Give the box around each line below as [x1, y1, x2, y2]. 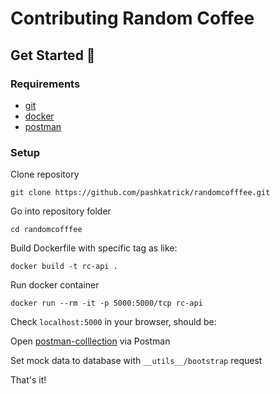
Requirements [10, 77, 81, 91]
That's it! [10, 374, 47, 386]
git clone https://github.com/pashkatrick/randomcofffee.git [10, 188, 271, 198]
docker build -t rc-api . [10, 262, 118, 272]
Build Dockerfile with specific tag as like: [10, 242, 178, 254]
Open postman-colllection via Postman [10, 335, 171, 347]
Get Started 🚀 [10, 47, 96, 64]
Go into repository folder [10, 205, 112, 217]
